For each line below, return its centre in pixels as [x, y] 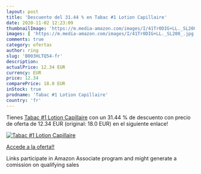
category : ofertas [29, 45]
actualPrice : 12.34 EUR [36, 67]
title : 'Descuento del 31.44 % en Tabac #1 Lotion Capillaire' [87, 17]
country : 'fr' [24, 100]
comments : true [25, 39]
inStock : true [24, 89]
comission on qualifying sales [43, 164]
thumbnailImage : [26, 28]
